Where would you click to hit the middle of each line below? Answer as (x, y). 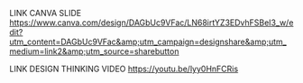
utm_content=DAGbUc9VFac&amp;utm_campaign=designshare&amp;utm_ (148, 41)
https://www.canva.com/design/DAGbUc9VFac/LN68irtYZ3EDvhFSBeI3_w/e (151, 23)
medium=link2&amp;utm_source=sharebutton (94, 51)
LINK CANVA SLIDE (46, 13)
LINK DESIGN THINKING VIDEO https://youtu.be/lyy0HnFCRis (124, 69)
